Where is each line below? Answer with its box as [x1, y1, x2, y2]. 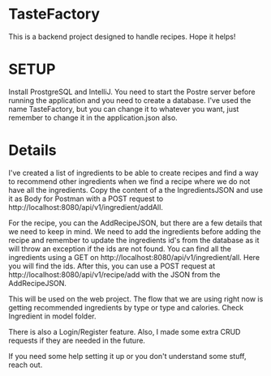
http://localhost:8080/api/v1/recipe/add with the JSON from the [8, 269, 221, 280]
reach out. [8, 360, 43, 370]
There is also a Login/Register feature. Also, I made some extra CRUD [8, 327, 241, 336]
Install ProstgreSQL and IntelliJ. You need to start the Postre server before [8, 87, 256, 96]
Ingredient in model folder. [8, 311, 97, 321]
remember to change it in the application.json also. [8, 113, 179, 122]
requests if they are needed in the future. [8, 335, 146, 345]
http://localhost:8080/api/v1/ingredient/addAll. [8, 202, 164, 211]
